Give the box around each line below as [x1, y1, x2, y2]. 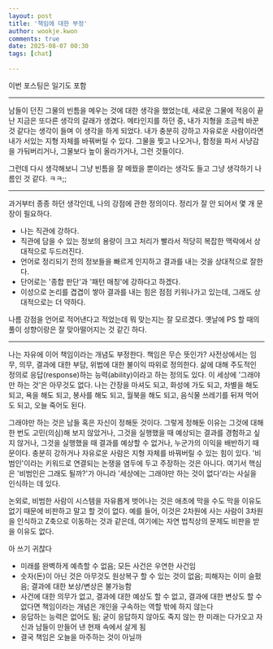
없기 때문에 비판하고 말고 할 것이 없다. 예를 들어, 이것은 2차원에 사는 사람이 [8, 506, 245, 516]
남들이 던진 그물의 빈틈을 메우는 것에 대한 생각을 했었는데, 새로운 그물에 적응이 [8, 105, 256, 115]
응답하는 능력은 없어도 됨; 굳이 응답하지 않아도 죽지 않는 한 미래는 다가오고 [19, 612, 254, 621]
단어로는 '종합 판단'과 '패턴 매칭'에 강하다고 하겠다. [19, 277, 181, 286]
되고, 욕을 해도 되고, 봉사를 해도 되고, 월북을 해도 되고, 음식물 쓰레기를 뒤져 [8, 390, 244, 399]
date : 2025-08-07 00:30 [8, 42, 89, 50]
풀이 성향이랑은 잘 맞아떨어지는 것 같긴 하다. [8, 324, 148, 334]
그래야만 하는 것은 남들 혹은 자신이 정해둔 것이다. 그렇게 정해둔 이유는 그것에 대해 [8, 417, 264, 427]
